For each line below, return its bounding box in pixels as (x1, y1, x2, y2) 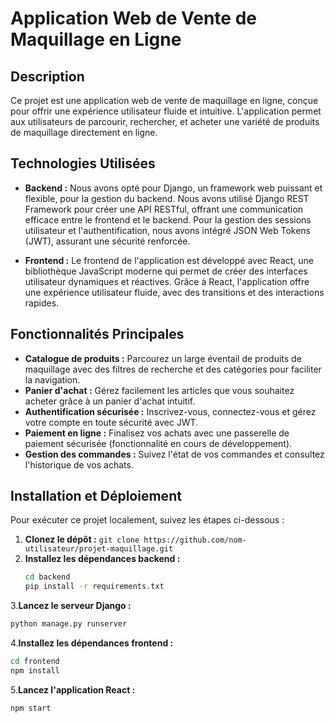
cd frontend (10, 657, 60, 667)
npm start (10, 703, 52, 713)
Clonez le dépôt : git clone (24, 533, 140, 546)
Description (10, 68, 85, 85)
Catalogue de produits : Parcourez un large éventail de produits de (24, 352, 302, 364)
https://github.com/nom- (143, 535, 247, 546)
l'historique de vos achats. (24, 458, 134, 471)
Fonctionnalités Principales (10, 326, 185, 343)
